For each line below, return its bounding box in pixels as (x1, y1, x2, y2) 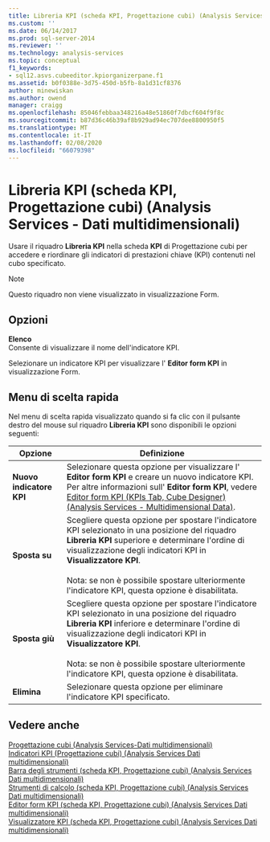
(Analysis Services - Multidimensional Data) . (66, 501, 235, 513)
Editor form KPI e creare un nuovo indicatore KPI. (66, 471, 254, 482)
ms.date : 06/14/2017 (8, 27, 78, 35)
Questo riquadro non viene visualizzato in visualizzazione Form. (8, 290, 219, 300)
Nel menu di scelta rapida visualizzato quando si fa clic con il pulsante (8, 411, 241, 421)
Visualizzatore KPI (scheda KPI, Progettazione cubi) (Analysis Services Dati (8, 816, 258, 826)
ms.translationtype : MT (8, 124, 88, 132)
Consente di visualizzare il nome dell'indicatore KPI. (8, 343, 180, 353)
